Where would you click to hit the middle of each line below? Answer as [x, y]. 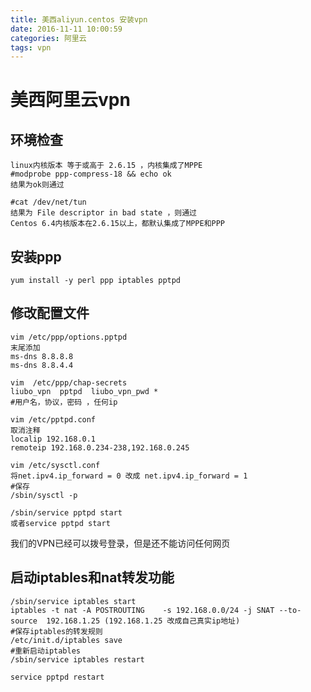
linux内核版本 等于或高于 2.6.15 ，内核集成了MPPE [106, 166]
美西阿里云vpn [70, 100]
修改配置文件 [50, 313]
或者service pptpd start [60, 523]
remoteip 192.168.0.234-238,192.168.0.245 [100, 447]
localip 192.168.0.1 [53, 439]
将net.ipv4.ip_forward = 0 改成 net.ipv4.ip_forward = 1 [129, 476]
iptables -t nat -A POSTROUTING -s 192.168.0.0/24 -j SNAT [142, 610]
